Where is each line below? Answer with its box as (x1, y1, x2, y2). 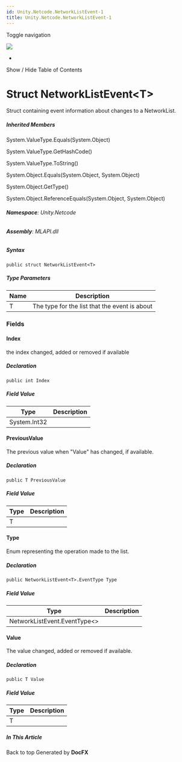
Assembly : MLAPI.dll (6, 228, 59, 235)
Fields (6, 320, 25, 328)
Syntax (6, 247, 25, 254)
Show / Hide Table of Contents (6, 66, 83, 73)
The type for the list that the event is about (32, 302, 152, 310)
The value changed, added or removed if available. (6, 648, 133, 655)
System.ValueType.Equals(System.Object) (6, 136, 110, 144)
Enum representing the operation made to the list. (6, 548, 130, 555)
